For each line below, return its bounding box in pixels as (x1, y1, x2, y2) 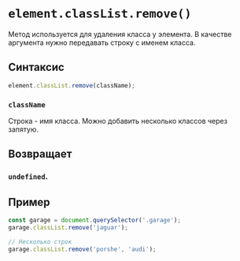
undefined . (8, 171, 49, 182)
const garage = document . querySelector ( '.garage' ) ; (8, 216, 181, 225)
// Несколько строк (8, 237, 72, 246)
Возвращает (8, 147, 72, 161)
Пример (8, 196, 50, 209)
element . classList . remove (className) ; (8, 81, 135, 89)
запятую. (8, 125, 39, 134)
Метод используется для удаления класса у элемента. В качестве (8, 29, 232, 39)
